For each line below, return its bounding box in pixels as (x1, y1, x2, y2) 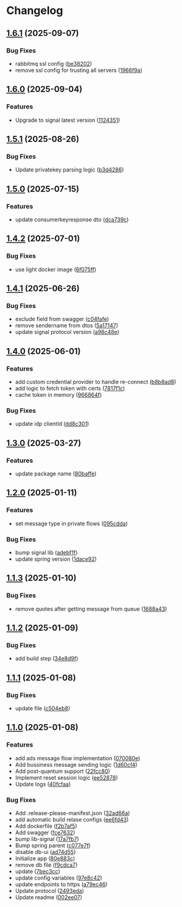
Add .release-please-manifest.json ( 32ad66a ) (15, 809, 130, 817)
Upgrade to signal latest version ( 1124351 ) (15, 116, 121, 124)
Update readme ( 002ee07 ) (15, 894, 83, 901)
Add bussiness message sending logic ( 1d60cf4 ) (15, 761, 138, 768)
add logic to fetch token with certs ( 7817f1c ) (15, 385, 125, 392)
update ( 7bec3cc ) (15, 868, 60, 875)
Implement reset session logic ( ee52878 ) (15, 774, 118, 781)
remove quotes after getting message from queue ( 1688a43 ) (15, 605, 167, 613)
